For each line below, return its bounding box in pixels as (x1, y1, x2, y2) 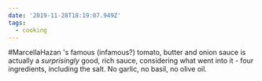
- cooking (15, 26, 47, 34)
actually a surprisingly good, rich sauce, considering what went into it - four (8, 56, 254, 65)
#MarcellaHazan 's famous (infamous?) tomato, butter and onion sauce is (8, 48, 246, 57)
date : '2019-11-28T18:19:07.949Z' (8, 11, 122, 20)
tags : (8, 19, 26, 27)
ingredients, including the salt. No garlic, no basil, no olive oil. (8, 64, 207, 74)
